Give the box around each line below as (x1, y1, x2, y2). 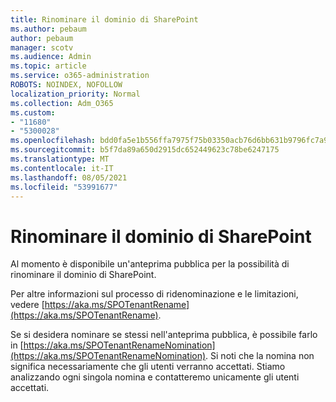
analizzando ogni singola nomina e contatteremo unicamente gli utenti (10, 371, 300, 383)
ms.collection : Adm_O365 (10, 98, 114, 108)
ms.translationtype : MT (10, 154, 110, 164)
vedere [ (10, 299, 45, 311)
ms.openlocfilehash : (10, 136, 97, 146)
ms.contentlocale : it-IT (10, 163, 114, 173)
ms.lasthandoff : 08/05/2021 (10, 172, 128, 183)
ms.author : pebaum (10, 24, 87, 34)
